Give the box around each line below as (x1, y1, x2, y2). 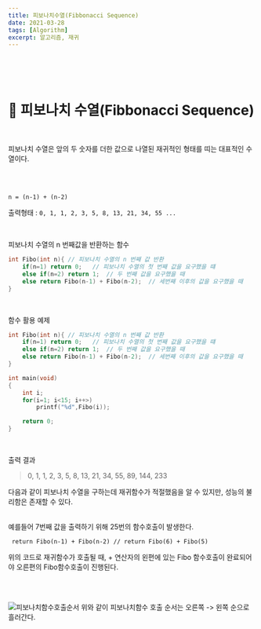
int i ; (22, 389, 44, 397)
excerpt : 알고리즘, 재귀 (8, 33, 80, 42)
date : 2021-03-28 (8, 19, 65, 27)
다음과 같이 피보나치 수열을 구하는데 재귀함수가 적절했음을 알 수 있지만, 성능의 (8, 488, 245, 497)
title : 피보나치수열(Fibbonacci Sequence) (8, 11, 140, 20)
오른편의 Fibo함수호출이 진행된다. (16, 562, 119, 572)
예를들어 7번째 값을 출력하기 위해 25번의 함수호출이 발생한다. (8, 522, 194, 532)
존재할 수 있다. (28, 497, 73, 506)
